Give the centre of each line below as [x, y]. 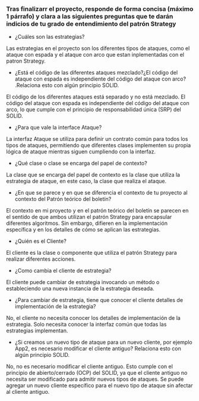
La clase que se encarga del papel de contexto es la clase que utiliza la [93, 175]
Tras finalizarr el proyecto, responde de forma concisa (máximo [100, 9]
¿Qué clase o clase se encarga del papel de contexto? [81, 164]
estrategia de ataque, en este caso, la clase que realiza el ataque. [86, 181]
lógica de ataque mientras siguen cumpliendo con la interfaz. [81, 152]
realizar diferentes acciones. [41, 259]
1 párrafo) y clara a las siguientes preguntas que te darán [90, 16]
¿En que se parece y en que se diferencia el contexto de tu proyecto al [101, 193]
